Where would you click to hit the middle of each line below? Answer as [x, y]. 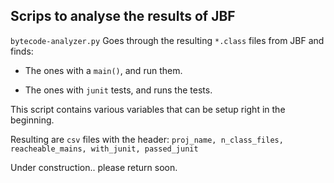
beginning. [32, 120]
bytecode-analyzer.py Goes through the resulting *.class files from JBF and [167, 40]
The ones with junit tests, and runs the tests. [118, 90]
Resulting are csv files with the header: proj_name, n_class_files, [147, 139]
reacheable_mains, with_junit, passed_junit [104, 149]
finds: [22, 51]
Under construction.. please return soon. [94, 167]
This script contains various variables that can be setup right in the [148, 109]
